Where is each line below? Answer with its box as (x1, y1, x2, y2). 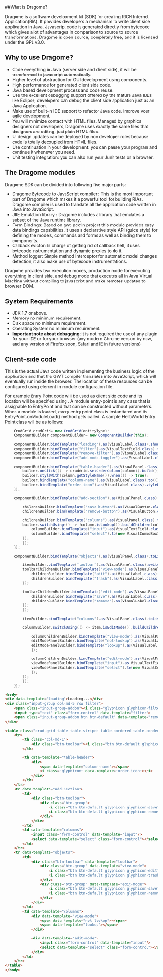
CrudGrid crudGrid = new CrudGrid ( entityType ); (14, 429, 110, 433)
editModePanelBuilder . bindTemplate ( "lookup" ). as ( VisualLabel (31, 643, 158, 648)
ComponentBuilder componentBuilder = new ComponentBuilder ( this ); (14, 433, 149, 438)
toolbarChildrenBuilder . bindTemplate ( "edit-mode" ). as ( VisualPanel (22, 589, 160, 594)
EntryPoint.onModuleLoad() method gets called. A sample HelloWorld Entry (5, 414, 156, 420)
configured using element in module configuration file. (5, 384, 114, 390)
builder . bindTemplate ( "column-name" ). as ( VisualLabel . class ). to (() (22, 478, 160, 483)
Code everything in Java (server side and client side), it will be (12, 66, 137, 72)
